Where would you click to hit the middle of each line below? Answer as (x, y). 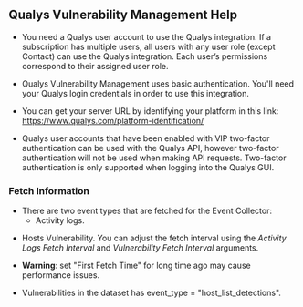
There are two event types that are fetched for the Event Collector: (147, 211)
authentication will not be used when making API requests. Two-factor (154, 158)
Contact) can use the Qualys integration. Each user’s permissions (145, 56)
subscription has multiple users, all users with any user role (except (148, 46)
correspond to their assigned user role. (95, 66)
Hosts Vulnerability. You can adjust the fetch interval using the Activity (154, 238)
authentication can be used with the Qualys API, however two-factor (150, 148)
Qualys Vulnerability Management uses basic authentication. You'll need (157, 83)
